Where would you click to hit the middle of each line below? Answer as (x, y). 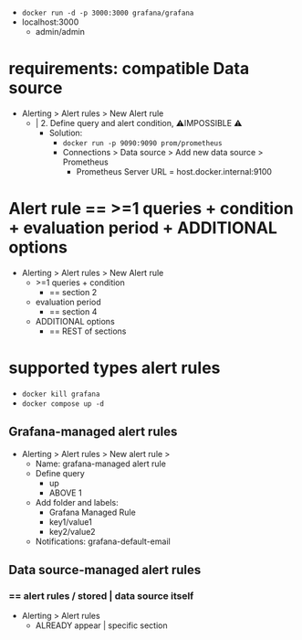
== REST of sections (88, 331)
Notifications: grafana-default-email (103, 541)
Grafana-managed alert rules (93, 432)
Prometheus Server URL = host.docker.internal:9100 (174, 171)
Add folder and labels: (77, 502)
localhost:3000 (50, 22)
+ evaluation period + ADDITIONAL (143, 228)
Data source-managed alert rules (105, 570)
